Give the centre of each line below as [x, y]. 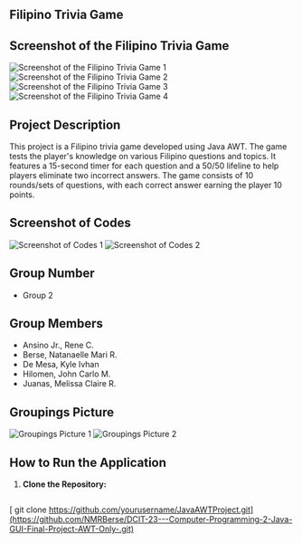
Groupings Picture [62, 412]
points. [22, 195]
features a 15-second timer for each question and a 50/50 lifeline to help [144, 166]
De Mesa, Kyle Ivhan [61, 365]
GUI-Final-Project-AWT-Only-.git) [71, 529]
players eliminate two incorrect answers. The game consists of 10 [132, 176]
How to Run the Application [88, 462]
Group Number [52, 274]
